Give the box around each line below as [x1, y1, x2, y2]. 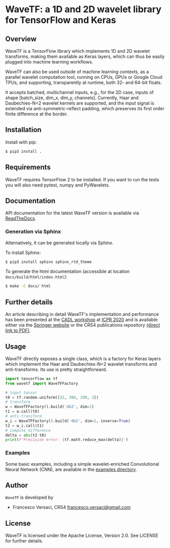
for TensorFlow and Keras [5, 14, 116, 26]
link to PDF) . [5, 328, 31, 334]
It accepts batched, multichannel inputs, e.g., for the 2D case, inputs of [5, 89, 154, 95]
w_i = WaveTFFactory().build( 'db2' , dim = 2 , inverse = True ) [5, 418, 130, 424]
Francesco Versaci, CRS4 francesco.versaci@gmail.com [12, 504, 131, 510]
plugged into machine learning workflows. [5, 59, 93, 65]
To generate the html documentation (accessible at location [5, 268, 130, 275]
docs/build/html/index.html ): [5, 274, 67, 280]
